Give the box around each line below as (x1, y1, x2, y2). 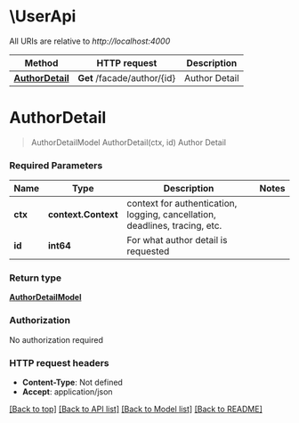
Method (24, 56, 59, 69)
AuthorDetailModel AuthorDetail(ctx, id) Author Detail (30, 136, 227, 148)
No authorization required (9, 334, 104, 345)
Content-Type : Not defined (21, 377, 123, 388)
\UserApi (9, 6, 77, 27)
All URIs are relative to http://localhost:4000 (9, 36, 171, 46)
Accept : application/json (21, 386, 113, 397)
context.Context (47, 208, 118, 221)
